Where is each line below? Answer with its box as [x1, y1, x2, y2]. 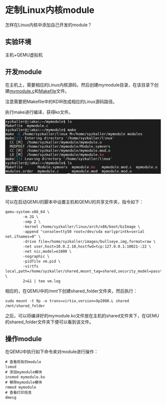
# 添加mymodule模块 [5, 370, 42, 375]
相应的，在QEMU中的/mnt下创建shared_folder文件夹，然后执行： [5, 288, 138, 294]
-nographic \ [23, 253, 50, 259]
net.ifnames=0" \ [5, 234, 41, 239]
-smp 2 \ [23, 219, 41, 224]
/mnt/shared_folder [5, 303, 45, 308]
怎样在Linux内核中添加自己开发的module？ [5, 22, 92, 28]
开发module [5, 68, 42, 76]
